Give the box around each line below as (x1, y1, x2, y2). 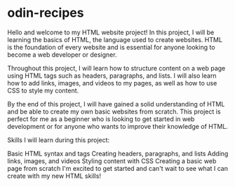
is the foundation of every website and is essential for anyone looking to (7, 43, 215, 51)
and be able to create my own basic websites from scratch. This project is (7, 107, 221, 116)
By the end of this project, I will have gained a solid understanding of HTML (7, 99, 225, 108)
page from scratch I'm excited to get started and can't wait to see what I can (7, 164, 228, 172)
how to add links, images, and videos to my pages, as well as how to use (7, 78, 217, 87)
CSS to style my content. (7, 86, 79, 95)
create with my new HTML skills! (7, 172, 102, 180)
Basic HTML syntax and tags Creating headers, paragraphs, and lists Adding (7, 149, 229, 158)
